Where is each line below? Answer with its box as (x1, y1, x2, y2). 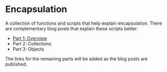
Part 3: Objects (12, 46, 44, 52)
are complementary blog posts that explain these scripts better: (5, 25, 138, 31)
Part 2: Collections (12, 40, 52, 46)
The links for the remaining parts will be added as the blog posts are (5, 55, 148, 61)
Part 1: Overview (12, 35, 47, 41)
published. (5, 61, 27, 67)
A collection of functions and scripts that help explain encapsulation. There (5, 20, 162, 26)
